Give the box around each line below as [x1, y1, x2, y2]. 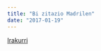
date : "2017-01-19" [7, 17, 64, 24]
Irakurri [7, 36, 29, 44]
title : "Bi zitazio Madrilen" [7, 10, 95, 17]
